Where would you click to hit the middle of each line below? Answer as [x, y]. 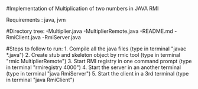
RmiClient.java [24, 37]
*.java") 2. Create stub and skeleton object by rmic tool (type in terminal [93, 55]
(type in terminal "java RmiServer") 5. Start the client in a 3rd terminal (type [98, 73]
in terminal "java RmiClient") [40, 80]
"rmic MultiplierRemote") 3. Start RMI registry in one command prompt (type [99, 61]
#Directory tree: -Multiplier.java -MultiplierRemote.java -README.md [90, 31]
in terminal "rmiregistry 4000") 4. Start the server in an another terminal [94, 67]
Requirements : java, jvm [36, 20]
